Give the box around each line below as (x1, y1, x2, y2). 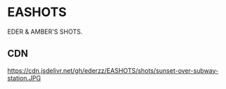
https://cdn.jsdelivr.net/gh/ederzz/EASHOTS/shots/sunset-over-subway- (7, 66, 219, 74)
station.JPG (7, 74, 41, 82)
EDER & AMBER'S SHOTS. (7, 27, 83, 36)
